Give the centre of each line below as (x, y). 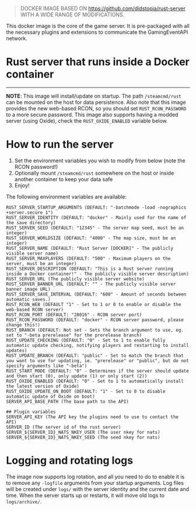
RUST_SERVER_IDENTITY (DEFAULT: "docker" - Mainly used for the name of (96, 218)
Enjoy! (22, 185)
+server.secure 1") (30, 213)
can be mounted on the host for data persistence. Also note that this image (96, 102)
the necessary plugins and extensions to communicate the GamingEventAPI (97, 32)
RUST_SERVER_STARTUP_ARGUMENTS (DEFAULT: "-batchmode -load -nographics (96, 207)
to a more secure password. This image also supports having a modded (92, 114)
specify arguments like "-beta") (47, 366)
